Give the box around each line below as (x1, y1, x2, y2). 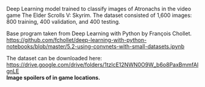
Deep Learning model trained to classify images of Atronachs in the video (6, 5, 192, 12)
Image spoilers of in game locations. (6, 74, 101, 81)
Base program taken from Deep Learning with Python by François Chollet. (6, 30, 192, 37)
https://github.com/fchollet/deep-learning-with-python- (6, 37, 147, 43)
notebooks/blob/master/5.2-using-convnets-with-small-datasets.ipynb (6, 43, 185, 50)
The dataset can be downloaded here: (6, 55, 103, 61)
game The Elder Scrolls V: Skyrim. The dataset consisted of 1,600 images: (6, 12, 192, 19)
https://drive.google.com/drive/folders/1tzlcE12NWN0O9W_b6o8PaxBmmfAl (6, 61, 199, 68)
